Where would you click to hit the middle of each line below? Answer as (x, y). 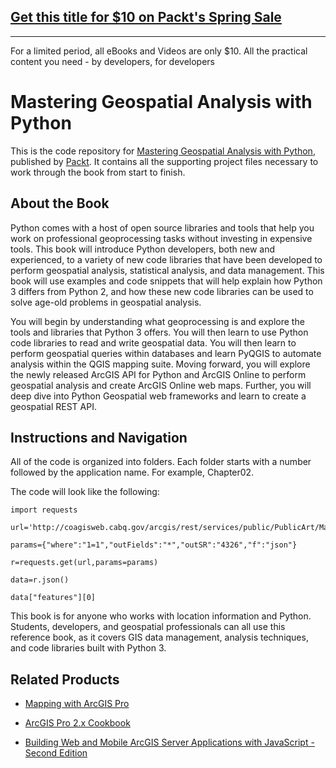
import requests (44, 510)
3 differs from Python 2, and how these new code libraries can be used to (162, 291)
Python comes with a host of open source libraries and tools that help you (162, 227)
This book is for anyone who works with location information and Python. (161, 616)
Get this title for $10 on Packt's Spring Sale (146, 17)
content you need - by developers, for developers (112, 61)
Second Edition (56, 753)
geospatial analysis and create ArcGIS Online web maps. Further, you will (161, 385)
